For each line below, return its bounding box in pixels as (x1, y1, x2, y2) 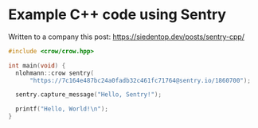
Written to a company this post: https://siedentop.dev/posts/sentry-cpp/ (8, 32, 245, 41)
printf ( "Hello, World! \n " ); (15, 105, 109, 113)
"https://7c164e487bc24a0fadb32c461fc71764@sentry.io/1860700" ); (29, 76, 251, 84)
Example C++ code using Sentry (8, 6, 227, 24)
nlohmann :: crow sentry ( (15, 69, 94, 77)
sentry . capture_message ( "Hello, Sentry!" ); (15, 91, 162, 99)
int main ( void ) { (8, 61, 66, 69)
